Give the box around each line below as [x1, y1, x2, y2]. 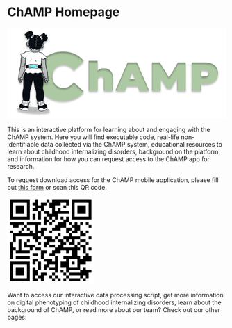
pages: [7, 313, 27, 322]
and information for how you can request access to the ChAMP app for [7, 155, 210, 163]
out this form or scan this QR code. [7, 183, 108, 192]
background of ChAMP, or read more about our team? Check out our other [7, 306, 221, 314]
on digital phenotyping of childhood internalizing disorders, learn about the [7, 298, 222, 306]
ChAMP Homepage [7, 4, 120, 20]
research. [7, 163, 35, 171]
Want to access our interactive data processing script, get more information [7, 291, 224, 300]
